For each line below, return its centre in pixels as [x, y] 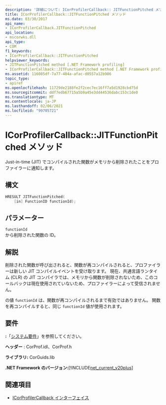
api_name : [15, 23]
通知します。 [44, 168]
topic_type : [17, 79]
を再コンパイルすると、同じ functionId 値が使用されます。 [65, 306]
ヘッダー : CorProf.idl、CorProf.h [39, 347]
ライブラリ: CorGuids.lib [30, 357]
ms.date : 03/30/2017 [26, 19]
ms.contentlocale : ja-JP [31, 102]
